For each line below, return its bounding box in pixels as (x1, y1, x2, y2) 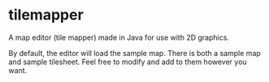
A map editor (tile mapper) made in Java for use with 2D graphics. (8, 32, 230, 42)
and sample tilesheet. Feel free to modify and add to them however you (8, 57, 247, 67)
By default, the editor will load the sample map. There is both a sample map (8, 48, 262, 58)
